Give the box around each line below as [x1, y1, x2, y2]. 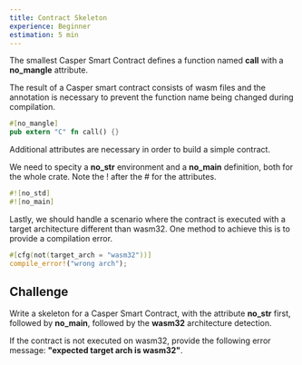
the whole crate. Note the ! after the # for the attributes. [9, 172, 217, 182]
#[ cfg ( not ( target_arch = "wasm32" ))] [9, 251, 152, 260]
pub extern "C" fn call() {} [9, 128, 120, 137]
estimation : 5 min [9, 30, 79, 39]
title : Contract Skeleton [9, 13, 107, 23]
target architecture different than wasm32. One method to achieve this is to [9, 223, 290, 234]
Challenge [9, 284, 69, 300]
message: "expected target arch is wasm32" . [9, 345, 183, 356]
